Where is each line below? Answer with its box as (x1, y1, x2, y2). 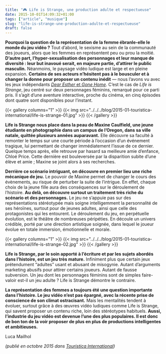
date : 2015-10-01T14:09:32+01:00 (5, 12, 74, 17)
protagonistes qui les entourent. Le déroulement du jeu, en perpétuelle (5, 211, 150, 216)
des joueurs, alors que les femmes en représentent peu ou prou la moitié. (5, 50, 155, 56)
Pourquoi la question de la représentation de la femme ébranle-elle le (5, 39, 150, 45)
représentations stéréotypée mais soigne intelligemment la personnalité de (5, 200, 158, 206)
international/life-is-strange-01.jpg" (5, 112, 78, 118)
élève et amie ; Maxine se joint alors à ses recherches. (5, 159, 116, 165)
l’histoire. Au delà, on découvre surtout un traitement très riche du (5, 190, 144, 196)
